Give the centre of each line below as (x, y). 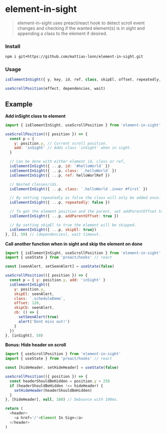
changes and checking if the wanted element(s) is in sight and (81, 28)
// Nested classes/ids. (34, 184)
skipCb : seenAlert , (34, 308)
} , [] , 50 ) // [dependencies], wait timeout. (53, 234)
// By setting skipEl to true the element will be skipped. (73, 225)
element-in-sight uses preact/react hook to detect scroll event (81, 23)
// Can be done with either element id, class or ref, (68, 162)
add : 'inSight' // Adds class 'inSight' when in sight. (73, 148)
